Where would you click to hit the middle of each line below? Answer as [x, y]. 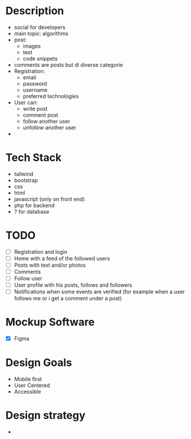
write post [35, 109]
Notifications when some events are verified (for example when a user [99, 292]
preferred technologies [51, 96]
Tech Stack [34, 158]
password [35, 83]
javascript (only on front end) [49, 199]
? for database [32, 211]
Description [35, 11]
